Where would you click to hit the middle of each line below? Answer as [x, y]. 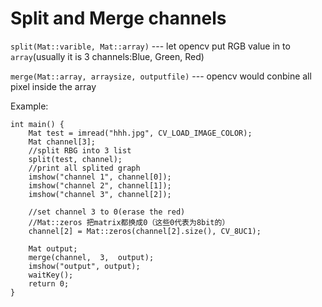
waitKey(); [51, 275]
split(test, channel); [75, 159]
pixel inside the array [53, 86]
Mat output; [53, 248]
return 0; [49, 283]
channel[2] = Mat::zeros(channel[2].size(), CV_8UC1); [145, 231]
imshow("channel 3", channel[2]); [100, 194]
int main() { [37, 124]
